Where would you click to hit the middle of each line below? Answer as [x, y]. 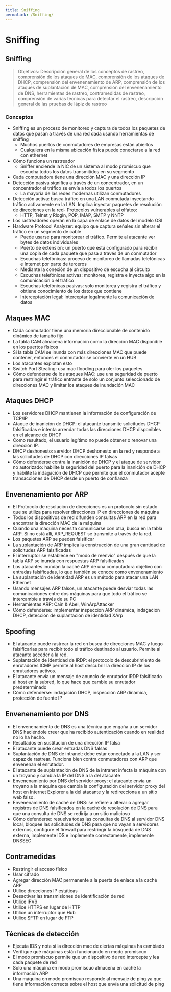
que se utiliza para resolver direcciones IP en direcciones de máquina [86, 512]
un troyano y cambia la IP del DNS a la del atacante [66, 775]
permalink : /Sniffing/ [29, 15]
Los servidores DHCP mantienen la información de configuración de [84, 413]
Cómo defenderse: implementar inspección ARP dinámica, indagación [86, 610]
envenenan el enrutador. [38, 764]
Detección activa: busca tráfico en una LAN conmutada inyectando [83, 199]
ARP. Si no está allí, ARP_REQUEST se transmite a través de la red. [82, 534]
